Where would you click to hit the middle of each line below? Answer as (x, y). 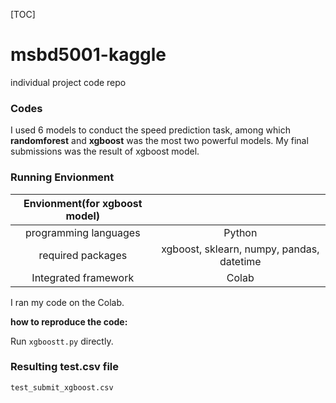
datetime (240, 261)
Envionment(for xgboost (83, 203)
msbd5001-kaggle (88, 55)
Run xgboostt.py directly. (62, 341)
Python (240, 232)
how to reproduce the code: (69, 321)
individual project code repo (68, 82)
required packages (83, 255)
